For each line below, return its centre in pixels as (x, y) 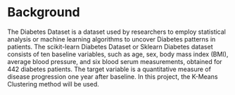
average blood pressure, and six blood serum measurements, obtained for (115, 61)
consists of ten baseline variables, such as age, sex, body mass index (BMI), (118, 54)
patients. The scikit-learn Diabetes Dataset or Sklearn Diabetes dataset (110, 46)
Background (44, 12)
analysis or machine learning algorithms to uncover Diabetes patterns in (112, 39)
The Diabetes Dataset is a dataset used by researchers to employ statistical (117, 32)
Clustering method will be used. (53, 84)
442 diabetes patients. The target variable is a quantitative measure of (109, 69)
